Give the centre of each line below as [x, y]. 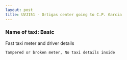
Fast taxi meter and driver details [40, 43]
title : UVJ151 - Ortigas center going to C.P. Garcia [64, 15]
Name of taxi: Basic [30, 32]
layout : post [19, 10]
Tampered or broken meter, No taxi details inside [60, 52]
